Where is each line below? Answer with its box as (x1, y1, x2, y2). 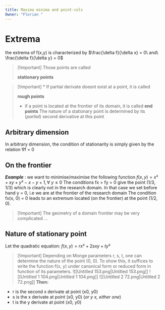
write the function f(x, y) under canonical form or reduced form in (17, 263, 151, 269)
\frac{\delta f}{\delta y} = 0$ (5, 55, 63, 61)
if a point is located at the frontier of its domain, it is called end (24, 103, 153, 109)
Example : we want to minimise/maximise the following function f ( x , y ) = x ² (5, 174, 159, 180)
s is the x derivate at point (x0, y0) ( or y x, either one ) (12, 294, 121, 300)
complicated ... (17, 216, 48, 222)
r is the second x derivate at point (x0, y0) (12, 289, 98, 295)
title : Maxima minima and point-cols (5, 7, 83, 12)
